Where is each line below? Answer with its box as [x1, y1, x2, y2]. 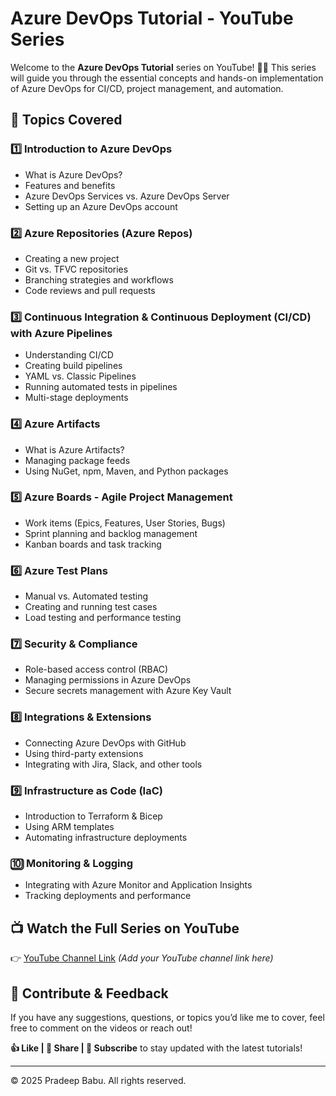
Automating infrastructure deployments [24, 832, 188, 843]
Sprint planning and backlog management [24, 527, 198, 539]
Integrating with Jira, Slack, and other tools [24, 758, 203, 770]
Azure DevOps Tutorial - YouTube [10, 7, 294, 30]
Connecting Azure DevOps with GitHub [24, 737, 187, 749]
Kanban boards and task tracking [24, 538, 162, 550]
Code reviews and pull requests [24, 284, 156, 296]
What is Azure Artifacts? [24, 443, 125, 456]
